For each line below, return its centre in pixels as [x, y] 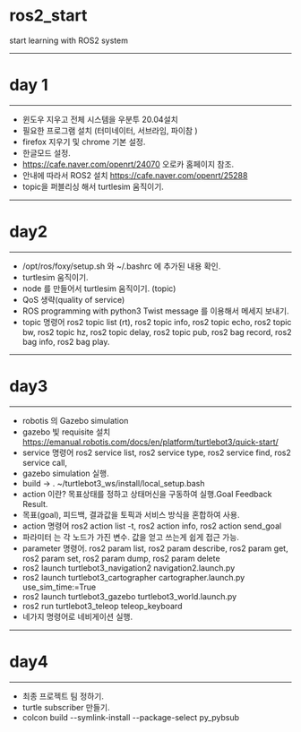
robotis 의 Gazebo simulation [75, 420]
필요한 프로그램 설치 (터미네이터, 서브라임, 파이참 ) [110, 130]
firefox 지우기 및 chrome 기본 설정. [84, 142]
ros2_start [48, 16]
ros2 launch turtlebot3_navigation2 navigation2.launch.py [129, 568]
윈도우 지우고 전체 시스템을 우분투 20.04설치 [100, 119]
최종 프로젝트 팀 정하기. [63, 696]
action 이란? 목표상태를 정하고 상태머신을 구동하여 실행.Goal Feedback [147, 494]
